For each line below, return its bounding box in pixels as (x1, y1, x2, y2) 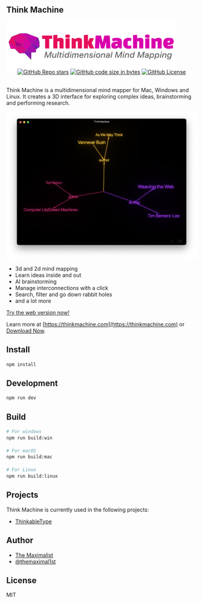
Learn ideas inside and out (15, 271, 82, 278)
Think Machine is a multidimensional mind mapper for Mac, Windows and (6, 87, 189, 94)
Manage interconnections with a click (15, 284, 109, 291)
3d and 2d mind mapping (15, 265, 78, 272)
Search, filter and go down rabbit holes (15, 291, 112, 298)
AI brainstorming (15, 278, 57, 285)
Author (6, 535, 33, 545)
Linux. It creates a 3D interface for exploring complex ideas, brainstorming (6, 93, 192, 100)
